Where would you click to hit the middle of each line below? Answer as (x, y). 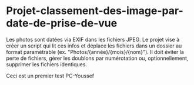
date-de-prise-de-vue (62, 23)
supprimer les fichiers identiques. (46, 64)
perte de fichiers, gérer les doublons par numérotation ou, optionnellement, (97, 58)
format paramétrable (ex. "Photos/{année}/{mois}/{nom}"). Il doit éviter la (95, 52)
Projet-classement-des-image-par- (95, 11)
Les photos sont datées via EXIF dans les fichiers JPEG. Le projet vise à (93, 39)
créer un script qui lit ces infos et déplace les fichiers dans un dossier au (94, 46)
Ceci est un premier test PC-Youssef (50, 76)
